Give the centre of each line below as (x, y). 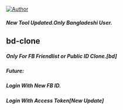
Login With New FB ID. (34, 86)
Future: (15, 71)
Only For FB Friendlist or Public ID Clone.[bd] (61, 56)
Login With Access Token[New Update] (55, 101)
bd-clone (23, 41)
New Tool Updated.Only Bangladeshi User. (59, 22)
